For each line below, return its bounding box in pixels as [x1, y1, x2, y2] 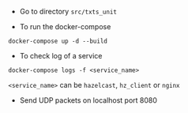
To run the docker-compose [19, 22, 111, 31]
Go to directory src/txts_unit [19, 7, 117, 16]
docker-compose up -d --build [8, 37, 108, 45]
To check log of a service [19, 51, 103, 60]
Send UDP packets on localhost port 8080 [19, 96, 158, 105]
